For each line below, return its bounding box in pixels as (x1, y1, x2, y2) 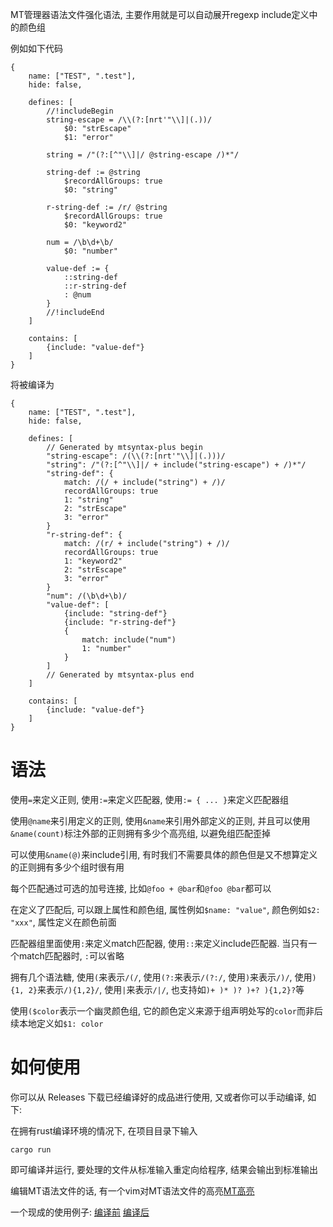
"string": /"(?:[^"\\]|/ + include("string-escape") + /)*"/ (46, 460, 307, 470)
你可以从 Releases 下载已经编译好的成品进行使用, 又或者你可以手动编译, (10, 1091, 306, 1103)
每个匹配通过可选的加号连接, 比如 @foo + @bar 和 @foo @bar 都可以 (10, 882, 272, 894)
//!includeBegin (46, 106, 114, 116)
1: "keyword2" (63, 556, 123, 566)
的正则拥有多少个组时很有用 (10, 861, 125, 873)
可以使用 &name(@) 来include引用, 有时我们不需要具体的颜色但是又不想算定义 (10, 848, 318, 860)
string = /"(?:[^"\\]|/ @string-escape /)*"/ (46, 150, 240, 160)
